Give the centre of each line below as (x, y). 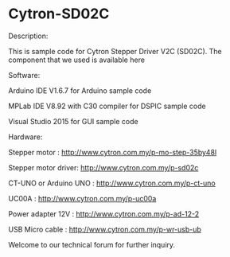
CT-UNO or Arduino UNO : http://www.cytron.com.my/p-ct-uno (112, 183)
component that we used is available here (77, 60)
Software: (24, 75)
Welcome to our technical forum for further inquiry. (92, 244)
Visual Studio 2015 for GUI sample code (73, 121)
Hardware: (25, 137)
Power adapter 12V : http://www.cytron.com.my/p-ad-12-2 (104, 214)
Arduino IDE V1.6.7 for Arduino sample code (80, 90)
